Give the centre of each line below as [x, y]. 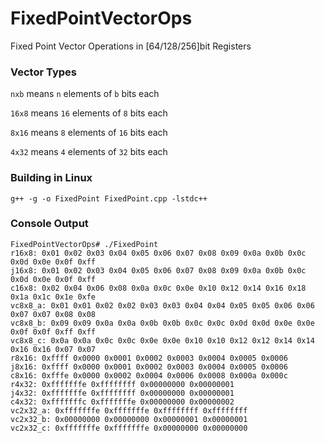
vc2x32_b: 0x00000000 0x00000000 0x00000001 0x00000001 [129, 419]
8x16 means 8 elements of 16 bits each [89, 133]
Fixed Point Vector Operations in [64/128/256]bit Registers [131, 46]
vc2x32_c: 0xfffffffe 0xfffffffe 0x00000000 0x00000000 [129, 428]
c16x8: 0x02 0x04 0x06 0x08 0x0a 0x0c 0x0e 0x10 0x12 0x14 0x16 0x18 [158, 288]
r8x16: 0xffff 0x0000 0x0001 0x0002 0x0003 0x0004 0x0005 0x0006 [149, 358]
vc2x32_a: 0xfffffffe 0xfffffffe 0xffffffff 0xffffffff [129, 410]
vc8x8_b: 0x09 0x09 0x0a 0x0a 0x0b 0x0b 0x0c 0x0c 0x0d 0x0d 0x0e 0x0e [162, 323]
